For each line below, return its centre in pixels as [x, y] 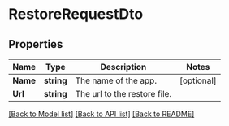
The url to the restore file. [123, 94]
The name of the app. [116, 80]
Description [123, 67]
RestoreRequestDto [76, 14]
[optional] [198, 80]
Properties [36, 44]
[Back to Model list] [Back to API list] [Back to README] [102, 114]
